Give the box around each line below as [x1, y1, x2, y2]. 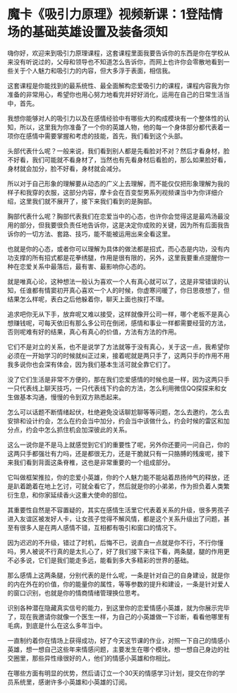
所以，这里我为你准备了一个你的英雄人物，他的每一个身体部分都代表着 [19, 123, 224, 131]
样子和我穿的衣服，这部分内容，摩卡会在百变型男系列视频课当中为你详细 [7, 188, 217, 196]
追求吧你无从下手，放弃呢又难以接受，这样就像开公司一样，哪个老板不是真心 [7, 310, 230, 318]
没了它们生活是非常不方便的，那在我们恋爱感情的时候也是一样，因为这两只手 [7, 375, 230, 383]
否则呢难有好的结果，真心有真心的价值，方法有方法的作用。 [7, 327, 181, 336]
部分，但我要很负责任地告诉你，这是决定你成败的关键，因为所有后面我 [19, 220, 224, 229]
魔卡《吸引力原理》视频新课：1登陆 [7, 6, 211, 23]
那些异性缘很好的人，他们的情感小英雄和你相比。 [31, 653, 174, 662]
